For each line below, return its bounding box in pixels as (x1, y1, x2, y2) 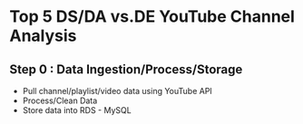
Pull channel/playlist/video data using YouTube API (22, 86, 213, 96)
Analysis (9, 25, 77, 46)
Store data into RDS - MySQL (22, 105, 132, 115)
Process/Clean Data (22, 95, 98, 106)
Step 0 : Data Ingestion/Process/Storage (9, 62, 243, 77)
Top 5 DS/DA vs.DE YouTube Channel (9, 6, 295, 27)
